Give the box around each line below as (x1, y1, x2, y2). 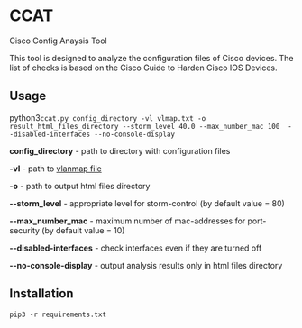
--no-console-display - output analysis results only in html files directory (9, 260, 283, 270)
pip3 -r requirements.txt (9, 310, 106, 319)
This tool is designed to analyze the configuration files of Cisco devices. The (9, 52, 294, 63)
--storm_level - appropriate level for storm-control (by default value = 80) (9, 197, 286, 208)
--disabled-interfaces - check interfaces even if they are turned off (9, 242, 262, 253)
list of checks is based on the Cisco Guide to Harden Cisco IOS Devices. (9, 62, 278, 73)
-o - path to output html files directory (9, 180, 151, 191)
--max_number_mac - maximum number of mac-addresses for (9, 215, 246, 226)
